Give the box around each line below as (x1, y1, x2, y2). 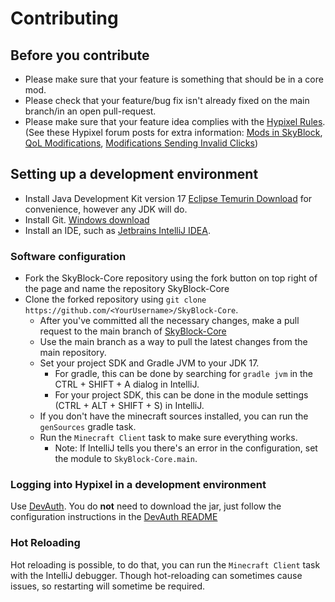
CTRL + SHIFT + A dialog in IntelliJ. (54, 378, 200, 391)
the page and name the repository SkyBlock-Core (24, 283, 230, 295)
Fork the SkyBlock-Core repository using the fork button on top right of (24, 272, 318, 284)
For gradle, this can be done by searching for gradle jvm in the (54, 368, 313, 380)
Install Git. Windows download (24, 213, 150, 226)
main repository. (39, 347, 107, 359)
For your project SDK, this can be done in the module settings (54, 389, 309, 401)
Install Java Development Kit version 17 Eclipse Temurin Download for (24, 192, 313, 204)
